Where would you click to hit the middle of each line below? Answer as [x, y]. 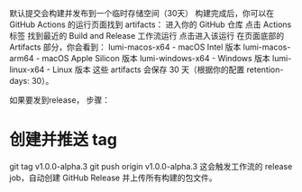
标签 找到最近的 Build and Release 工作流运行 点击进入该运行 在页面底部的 [147, 36]
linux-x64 [27, 69]
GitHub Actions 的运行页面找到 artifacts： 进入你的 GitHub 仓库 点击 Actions [151, 24]
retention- [265, 69]
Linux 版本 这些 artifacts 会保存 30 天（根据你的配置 [149, 69]
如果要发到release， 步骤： [60, 100]
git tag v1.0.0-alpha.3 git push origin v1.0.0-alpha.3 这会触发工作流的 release [151, 166]
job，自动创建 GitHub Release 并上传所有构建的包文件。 [113, 178]
